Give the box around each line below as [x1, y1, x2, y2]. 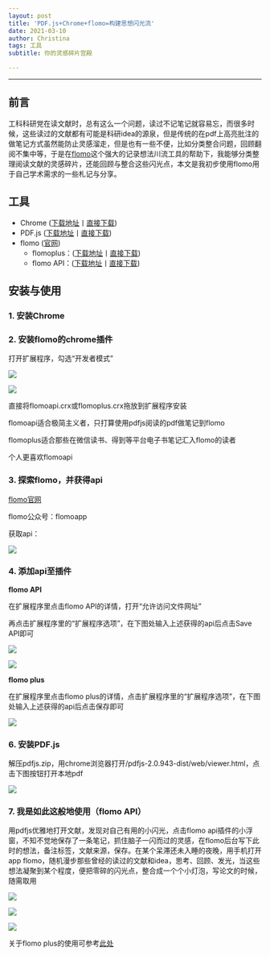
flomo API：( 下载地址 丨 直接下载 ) [31, 258, 141, 268]
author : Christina [8, 34, 70, 43]
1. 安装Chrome [8, 310, 65, 321]
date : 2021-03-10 [8, 27, 67, 35]
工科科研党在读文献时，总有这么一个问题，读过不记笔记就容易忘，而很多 [8, 118, 247, 128]
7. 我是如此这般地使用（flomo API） [8, 806, 146, 817]
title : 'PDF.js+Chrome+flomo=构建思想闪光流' [8, 19, 155, 27]
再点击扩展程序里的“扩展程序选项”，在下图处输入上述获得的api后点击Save [8, 618, 252, 628]
